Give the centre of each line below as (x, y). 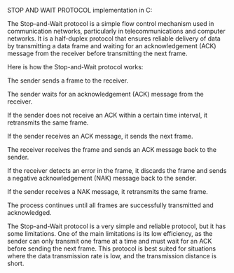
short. (16, 263)
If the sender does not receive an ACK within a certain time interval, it (108, 115)
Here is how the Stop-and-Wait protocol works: (75, 67)
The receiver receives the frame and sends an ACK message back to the (112, 149)
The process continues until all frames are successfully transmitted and (110, 205)
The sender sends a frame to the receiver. (68, 80)
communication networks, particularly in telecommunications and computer (116, 31)
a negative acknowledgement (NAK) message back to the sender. (102, 178)
